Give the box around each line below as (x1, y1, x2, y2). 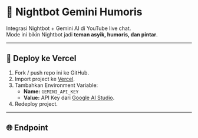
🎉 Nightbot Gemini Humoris (6, 5, 143, 19)
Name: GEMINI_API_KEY (23, 87, 79, 95)
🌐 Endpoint (6, 123, 48, 133)
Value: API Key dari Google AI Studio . (23, 94, 115, 101)
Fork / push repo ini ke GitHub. (14, 69, 90, 76)
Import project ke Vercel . (14, 75, 75, 82)
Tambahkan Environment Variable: (14, 82, 98, 89)
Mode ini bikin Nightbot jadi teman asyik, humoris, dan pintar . (6, 31, 158, 38)
